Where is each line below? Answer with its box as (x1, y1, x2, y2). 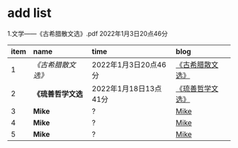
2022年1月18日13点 (91, 84, 162, 93)
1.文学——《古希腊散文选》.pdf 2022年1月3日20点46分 (7, 29, 168, 38)
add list (7, 5, 52, 21)
